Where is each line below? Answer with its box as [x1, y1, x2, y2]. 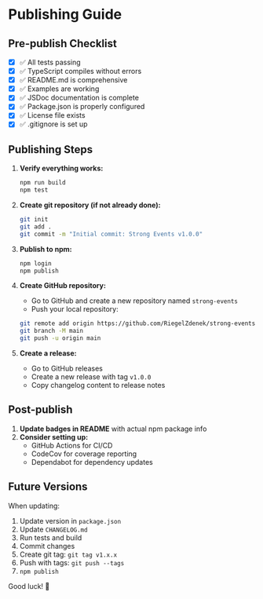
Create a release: [19, 349, 77, 358]
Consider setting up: [19, 432, 89, 441]
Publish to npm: [19, 244, 72, 254]
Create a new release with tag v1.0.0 [31, 372, 152, 382]
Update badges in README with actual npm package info [19, 424, 207, 433]
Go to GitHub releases [31, 363, 104, 374]
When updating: [8, 501, 60, 510]
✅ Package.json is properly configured [19, 102, 145, 111]
